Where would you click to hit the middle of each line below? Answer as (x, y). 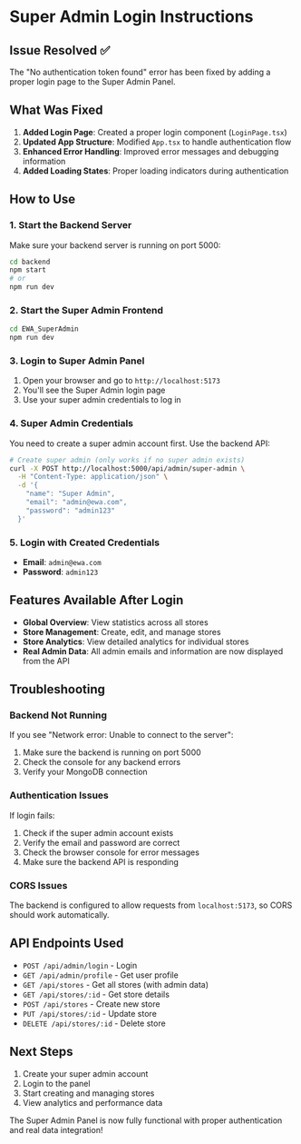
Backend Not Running (58, 715)
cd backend (30, 262)
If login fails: (32, 815)
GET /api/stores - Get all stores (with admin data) (116, 984)
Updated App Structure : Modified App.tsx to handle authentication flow (157, 142)
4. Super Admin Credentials (72, 423)
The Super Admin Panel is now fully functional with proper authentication (146, 1120)
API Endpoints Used (67, 944)
